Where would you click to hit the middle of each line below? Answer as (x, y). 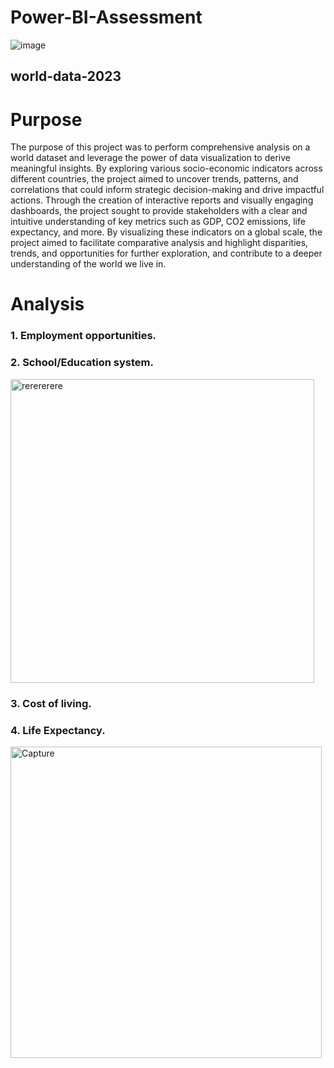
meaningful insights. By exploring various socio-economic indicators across (166, 168)
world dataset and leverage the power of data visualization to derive (150, 158)
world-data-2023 (66, 76)
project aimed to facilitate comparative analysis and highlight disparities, (159, 243)
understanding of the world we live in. (88, 264)
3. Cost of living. (51, 703)
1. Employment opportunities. (83, 336)
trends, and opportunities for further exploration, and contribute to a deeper (166, 253)
